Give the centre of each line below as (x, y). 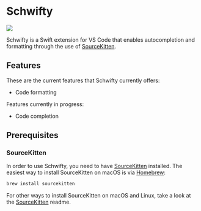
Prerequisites (32, 135)
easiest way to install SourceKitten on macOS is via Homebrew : (86, 172)
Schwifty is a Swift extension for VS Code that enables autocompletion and (101, 40)
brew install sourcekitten (41, 184)
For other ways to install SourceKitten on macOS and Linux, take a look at (99, 196)
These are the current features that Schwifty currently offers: (83, 80)
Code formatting (36, 92)
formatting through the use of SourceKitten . (61, 46)
